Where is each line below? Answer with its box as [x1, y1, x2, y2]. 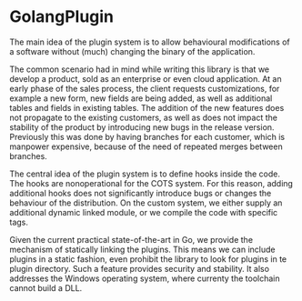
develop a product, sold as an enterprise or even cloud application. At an [9, 73, 282, 84]
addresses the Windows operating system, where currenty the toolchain [9, 273, 280, 284]
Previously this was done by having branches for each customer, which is [9, 131, 286, 142]
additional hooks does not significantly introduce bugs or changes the [9, 187, 272, 198]
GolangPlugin [9, 6, 115, 27]
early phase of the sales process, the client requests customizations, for [9, 83, 280, 94]
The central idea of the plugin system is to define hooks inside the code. [9, 168, 280, 179]
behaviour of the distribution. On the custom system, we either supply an [9, 197, 283, 208]
